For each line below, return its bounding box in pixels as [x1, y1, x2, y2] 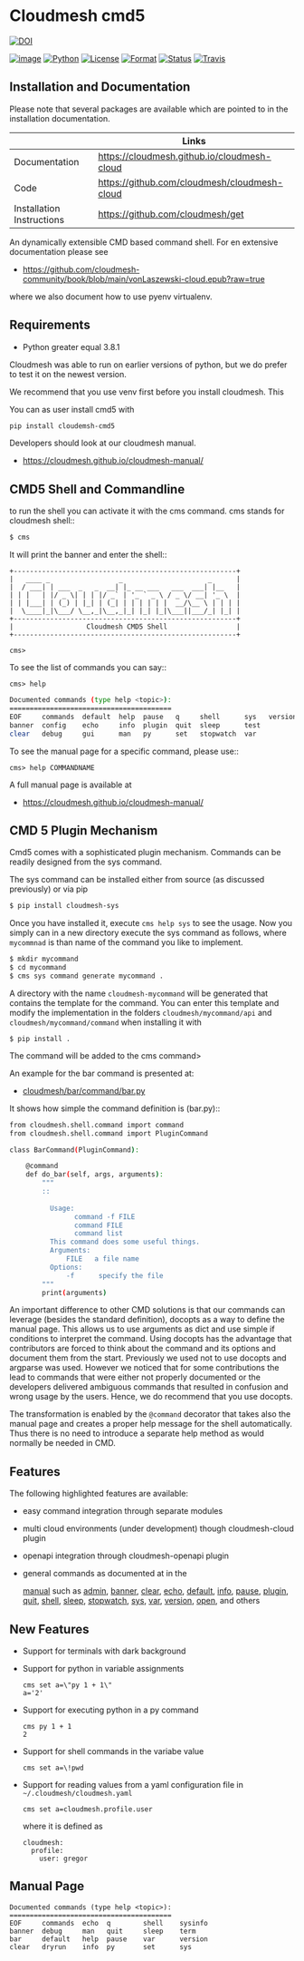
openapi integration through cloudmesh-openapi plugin [22, 1550, 229, 1561]
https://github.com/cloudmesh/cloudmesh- [98, 176, 283, 189]
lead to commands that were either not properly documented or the [9, 1371, 261, 1383]
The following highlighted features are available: [9, 1488, 188, 1499]
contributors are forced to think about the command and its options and [9, 1343, 276, 1354]
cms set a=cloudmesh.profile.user [22, 1805, 153, 1814]
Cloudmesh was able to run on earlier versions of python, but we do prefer [9, 359, 288, 370]
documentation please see [9, 246, 109, 257]
